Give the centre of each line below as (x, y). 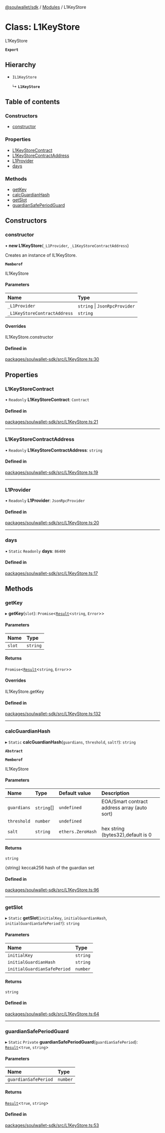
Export (12, 50)
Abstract (14, 751)
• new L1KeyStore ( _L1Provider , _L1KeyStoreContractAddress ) (67, 245)
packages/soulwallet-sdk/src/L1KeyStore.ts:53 (52, 1125)
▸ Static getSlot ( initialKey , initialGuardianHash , (56, 918)
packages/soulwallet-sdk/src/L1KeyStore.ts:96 (52, 890)
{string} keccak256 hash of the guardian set (50, 867)
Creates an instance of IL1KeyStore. (41, 255)
